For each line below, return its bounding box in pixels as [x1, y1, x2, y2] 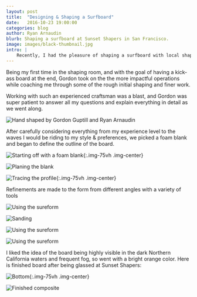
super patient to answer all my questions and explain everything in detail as [6, 98, 188, 106]
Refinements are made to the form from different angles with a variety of [6, 186, 182, 193]
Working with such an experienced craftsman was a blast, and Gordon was [6, 92, 188, 99]
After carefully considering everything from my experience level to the [6, 128, 176, 135]
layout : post [6, 8, 38, 15]
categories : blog [6, 25, 49, 31]
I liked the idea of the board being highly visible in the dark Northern [6, 249, 171, 256]
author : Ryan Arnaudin [6, 31, 62, 36]
